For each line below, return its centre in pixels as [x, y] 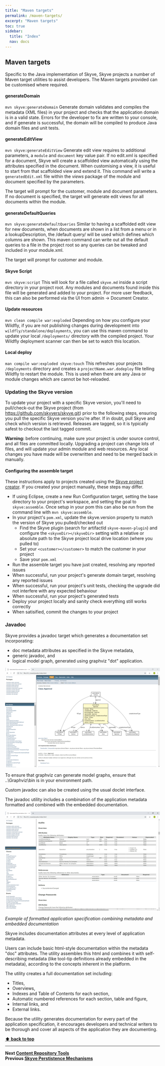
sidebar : [14, 31]
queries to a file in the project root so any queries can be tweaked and [76, 245]
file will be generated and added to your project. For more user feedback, [79, 293]
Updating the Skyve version [39, 392]
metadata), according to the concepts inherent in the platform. [68, 964]
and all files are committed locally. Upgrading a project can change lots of [80, 444]
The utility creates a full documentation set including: [59, 974]
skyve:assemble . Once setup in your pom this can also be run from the [83, 507]
